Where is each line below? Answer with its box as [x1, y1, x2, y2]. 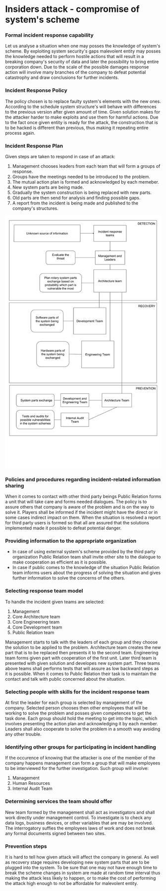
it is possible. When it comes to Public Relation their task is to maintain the [5, 671, 157, 677]
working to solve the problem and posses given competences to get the [5, 710, 152, 716]
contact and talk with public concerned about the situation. [5, 676, 125, 682]
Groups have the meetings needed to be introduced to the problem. [12, 174, 150, 180]
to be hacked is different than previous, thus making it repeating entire [5, 125, 149, 130]
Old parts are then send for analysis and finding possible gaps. [12, 195, 141, 201]
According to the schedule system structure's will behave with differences [5, 103, 157, 110]
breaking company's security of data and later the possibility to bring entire [5, 59, 159, 65]
